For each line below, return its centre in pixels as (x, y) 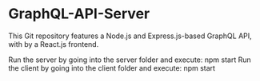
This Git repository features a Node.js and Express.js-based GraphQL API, (130, 36)
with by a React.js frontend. (54, 44)
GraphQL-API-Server (79, 14)
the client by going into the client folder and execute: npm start (112, 67)
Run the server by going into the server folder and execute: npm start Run (130, 60)
